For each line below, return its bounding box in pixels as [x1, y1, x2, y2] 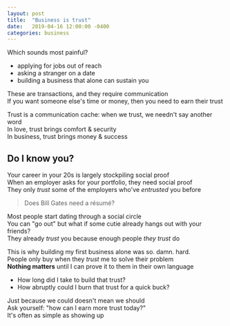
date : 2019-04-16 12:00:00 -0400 [7, 23, 110, 30]
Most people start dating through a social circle [7, 212, 142, 221]
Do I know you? [7, 153, 75, 164]
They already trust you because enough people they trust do [7, 234, 180, 242]
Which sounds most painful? [7, 48, 88, 57]
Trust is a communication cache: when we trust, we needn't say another [7, 111, 213, 119]
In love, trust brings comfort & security [7, 125, 117, 133]
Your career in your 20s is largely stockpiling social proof [7, 171, 170, 180]
